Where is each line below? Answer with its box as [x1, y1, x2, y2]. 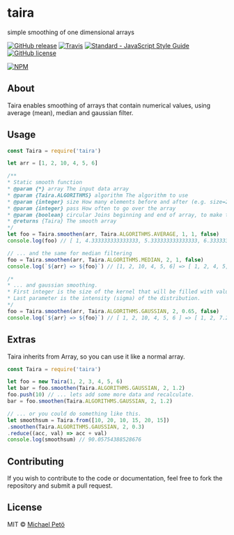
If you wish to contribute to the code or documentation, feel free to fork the [7, 474, 223, 483]
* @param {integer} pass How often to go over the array [7, 204, 176, 212]
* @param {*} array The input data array [7, 186, 130, 193]
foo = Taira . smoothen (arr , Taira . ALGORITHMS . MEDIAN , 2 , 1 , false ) [7, 256, 204, 263]
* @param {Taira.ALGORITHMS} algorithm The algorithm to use [7, 192, 189, 199]
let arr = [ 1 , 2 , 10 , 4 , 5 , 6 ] [7, 160, 98, 167]
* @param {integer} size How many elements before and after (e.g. [7, 198, 208, 205]
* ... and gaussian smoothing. [7, 282, 98, 289]
